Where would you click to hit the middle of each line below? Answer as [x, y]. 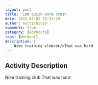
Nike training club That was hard [38, 77]
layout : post [18, 10]
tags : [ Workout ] [22, 37]
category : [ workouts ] [27, 32]
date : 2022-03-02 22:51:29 [33, 19]
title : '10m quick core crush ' [38, 14]
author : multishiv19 [26, 23]
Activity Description [36, 66]
